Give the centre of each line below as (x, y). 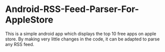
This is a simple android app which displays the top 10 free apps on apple (81, 33)
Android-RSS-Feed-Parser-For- (72, 9)
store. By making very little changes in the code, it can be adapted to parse (82, 39)
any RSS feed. (20, 44)
